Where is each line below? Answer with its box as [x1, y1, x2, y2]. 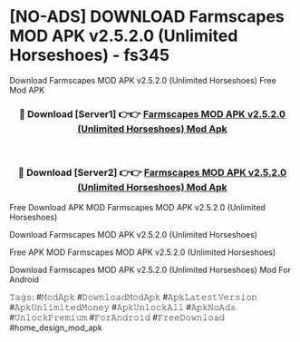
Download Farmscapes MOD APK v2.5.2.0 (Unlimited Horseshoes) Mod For [9, 264, 292, 275]
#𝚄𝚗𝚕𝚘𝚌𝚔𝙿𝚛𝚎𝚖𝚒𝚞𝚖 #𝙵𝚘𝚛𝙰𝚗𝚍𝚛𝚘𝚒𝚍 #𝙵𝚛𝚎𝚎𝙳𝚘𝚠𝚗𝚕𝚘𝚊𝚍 [9, 311, 225, 323]
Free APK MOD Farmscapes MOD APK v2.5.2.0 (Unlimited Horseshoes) [9, 247, 276, 258]
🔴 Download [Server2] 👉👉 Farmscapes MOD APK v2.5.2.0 [17, 166, 287, 179]
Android [9, 274, 39, 285]
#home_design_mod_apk [9, 322, 102, 333]
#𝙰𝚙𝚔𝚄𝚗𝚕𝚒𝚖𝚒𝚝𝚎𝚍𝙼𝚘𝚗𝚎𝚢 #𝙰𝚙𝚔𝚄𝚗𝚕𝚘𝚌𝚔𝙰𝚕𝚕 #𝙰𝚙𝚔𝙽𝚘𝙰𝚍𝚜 [9, 301, 237, 312]
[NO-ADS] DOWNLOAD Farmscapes [9, 6, 285, 27]
